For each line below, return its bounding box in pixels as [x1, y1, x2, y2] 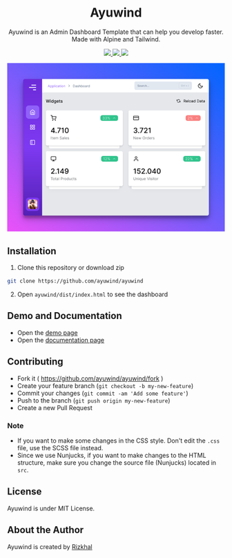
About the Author [7, 524, 84, 536]
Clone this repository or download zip [17, 264, 124, 272]
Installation [7, 245, 57, 257]
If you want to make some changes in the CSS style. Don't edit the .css [17, 436, 220, 445]
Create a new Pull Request [17, 403, 93, 412]
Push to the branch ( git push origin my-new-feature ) [17, 396, 171, 405]
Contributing [7, 356, 64, 367]
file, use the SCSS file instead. [17, 444, 104, 452]
